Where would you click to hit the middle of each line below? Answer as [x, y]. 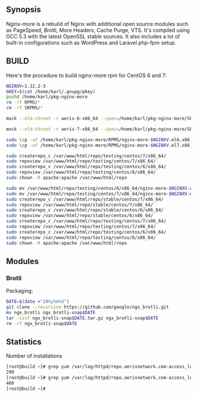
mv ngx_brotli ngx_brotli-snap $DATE [51, 312]
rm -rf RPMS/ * [23, 102]
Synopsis [23, 10]
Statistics [24, 341]
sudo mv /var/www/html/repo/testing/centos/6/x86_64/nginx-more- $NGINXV [97, 188]
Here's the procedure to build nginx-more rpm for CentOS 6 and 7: [86, 75]
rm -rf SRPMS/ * [25, 108]
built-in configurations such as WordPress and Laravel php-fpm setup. [91, 42]
